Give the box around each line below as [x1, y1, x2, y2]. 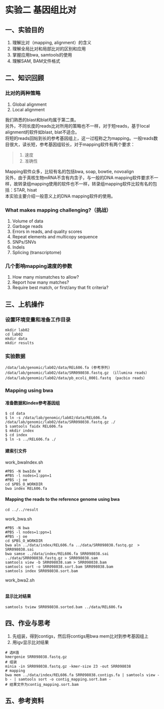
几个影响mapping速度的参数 [5, 262, 72, 269]
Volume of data [12, 218, 43, 224]
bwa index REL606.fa [5, 486, 48, 491]
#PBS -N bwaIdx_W [5, 469, 41, 474]
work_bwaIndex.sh [5, 459, 43, 465]
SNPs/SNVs [12, 239, 36, 245]
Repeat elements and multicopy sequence [12, 233, 98, 239]
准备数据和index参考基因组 [5, 400, 60, 406]
